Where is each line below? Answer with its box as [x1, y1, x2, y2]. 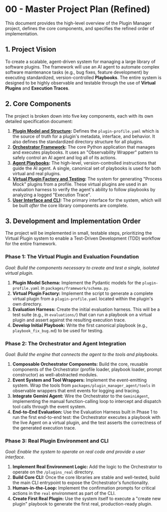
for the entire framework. [5, 241, 57, 247]
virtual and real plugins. [12, 170, 61, 176]
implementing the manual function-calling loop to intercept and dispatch [12, 398, 161, 404]
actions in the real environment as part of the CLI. [12, 490, 116, 496]
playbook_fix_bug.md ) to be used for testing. [12, 327, 103, 333]
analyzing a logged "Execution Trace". [12, 192, 91, 198]
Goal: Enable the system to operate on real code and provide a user [5, 449, 145, 455]
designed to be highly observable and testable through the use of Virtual [5, 80, 156, 86]
